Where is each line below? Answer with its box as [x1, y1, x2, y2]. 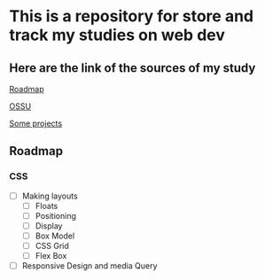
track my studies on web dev [9, 25, 226, 45]
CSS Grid [35, 241, 69, 251]
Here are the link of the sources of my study [9, 60, 256, 75]
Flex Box [35, 251, 67, 261]
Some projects [9, 118, 63, 128]
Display [35, 220, 63, 231]
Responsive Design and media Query [21, 261, 158, 271]
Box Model [35, 230, 75, 241]
